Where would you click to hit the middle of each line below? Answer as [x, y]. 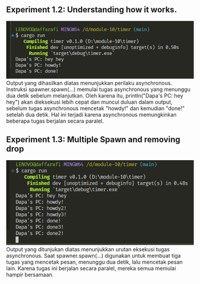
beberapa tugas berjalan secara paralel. [55, 121]
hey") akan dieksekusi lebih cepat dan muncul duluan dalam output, [89, 102]
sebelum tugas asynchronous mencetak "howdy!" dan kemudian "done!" [96, 108]
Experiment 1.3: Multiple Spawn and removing [93, 140]
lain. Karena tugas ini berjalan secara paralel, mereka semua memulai [91, 269]
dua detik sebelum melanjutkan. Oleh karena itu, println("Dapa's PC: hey [95, 96]
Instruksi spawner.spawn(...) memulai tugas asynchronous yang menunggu [98, 89]
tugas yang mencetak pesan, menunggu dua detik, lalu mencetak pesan [95, 262]
